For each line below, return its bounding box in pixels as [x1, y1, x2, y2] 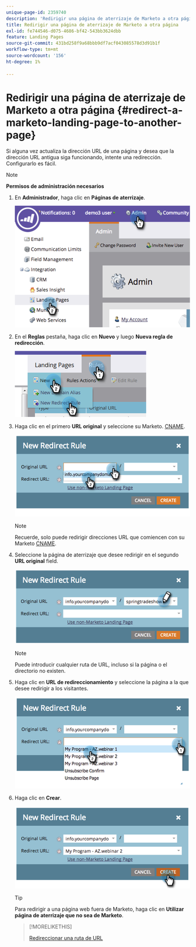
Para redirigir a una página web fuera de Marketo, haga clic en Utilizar [14, 905, 184, 913]
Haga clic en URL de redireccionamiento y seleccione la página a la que [14, 679, 189, 686]
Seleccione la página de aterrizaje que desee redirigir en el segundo [14, 551, 179, 559]
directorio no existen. [14, 668, 66, 675]
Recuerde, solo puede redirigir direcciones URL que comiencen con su [14, 534, 185, 541]
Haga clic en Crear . [14, 794, 62, 801]
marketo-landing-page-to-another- [6, 116, 182, 129]
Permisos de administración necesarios [6, 183, 104, 190]
